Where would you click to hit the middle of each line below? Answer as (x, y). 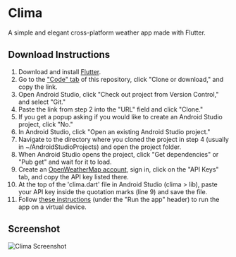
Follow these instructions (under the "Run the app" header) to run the (119, 199)
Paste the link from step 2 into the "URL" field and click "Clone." (111, 109)
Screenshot (34, 229)
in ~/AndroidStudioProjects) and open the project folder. (100, 147)
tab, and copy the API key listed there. (73, 177)
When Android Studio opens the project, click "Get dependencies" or (118, 154)
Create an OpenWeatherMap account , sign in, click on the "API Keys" (118, 169)
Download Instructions (59, 55)
